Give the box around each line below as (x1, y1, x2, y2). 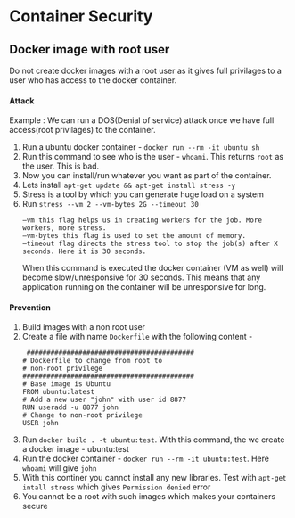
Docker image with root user (9, 42, 170, 57)
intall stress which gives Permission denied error (21, 481, 211, 492)
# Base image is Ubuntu (21, 380, 111, 389)
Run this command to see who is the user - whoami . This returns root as (21, 152, 283, 162)
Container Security (9, 6, 153, 27)
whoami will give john (21, 463, 97, 473)
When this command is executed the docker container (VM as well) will (21, 263, 283, 274)
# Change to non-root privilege (21, 411, 143, 420)
